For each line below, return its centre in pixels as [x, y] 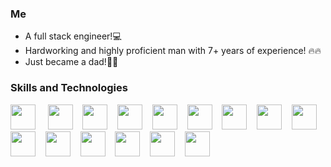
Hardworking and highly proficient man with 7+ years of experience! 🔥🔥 [173, 51]
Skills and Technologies [69, 88]
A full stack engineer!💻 [73, 36]
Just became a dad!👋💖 [71, 62]
